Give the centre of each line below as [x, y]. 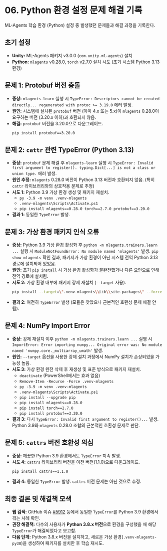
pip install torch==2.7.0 [46, 408]
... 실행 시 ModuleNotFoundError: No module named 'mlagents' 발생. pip [85, 251]
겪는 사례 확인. [26, 518]
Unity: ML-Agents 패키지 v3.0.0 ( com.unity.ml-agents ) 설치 [72, 55]
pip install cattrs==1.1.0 [40, 471]
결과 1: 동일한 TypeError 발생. [41, 215]
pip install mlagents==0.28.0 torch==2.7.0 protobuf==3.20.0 [84, 209]
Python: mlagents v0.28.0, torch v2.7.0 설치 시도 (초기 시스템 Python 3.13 [86, 62]
